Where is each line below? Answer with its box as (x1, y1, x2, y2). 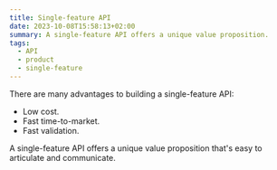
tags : (9, 38, 30, 48)
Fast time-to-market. (22, 115, 100, 127)
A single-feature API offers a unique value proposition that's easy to (9, 142, 263, 154)
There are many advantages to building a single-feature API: (9, 88, 234, 99)
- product (17, 55, 54, 64)
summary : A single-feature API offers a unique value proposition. (9, 30, 270, 39)
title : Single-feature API (9, 13, 111, 23)
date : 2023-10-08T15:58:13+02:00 (9, 22, 136, 31)
